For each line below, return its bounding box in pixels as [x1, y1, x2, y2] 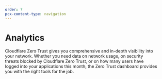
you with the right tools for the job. [5, 68, 74, 75]
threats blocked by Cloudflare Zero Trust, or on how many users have [5, 58, 144, 64]
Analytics [5, 32, 45, 43]
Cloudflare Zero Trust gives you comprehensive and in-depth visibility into [5, 48, 154, 54]
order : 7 [5, 7, 23, 12]
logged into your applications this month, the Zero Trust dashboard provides [5, 64, 158, 69]
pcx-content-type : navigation [5, 12, 66, 16]
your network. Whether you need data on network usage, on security [5, 53, 143, 59]
